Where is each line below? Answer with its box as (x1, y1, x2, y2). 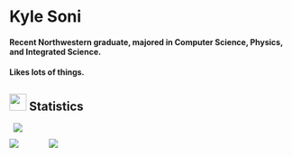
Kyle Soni (9, 6, 82, 27)
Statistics (28, 98, 84, 114)
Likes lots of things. (9, 67, 85, 78)
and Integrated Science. (9, 46, 102, 57)
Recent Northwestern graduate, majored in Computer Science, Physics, (9, 36, 284, 47)
